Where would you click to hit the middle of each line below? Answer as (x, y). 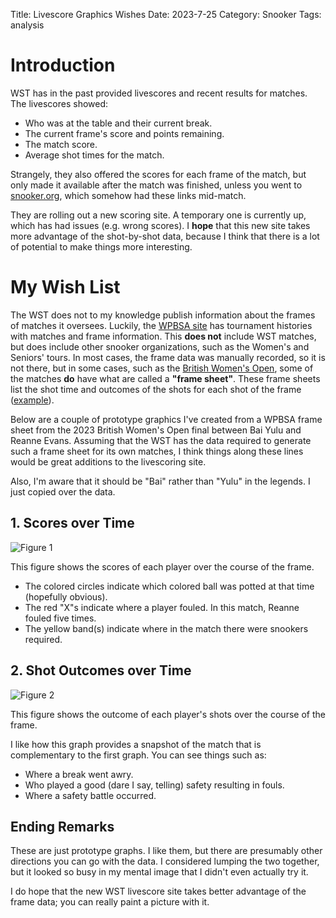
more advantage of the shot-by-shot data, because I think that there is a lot (165, 236)
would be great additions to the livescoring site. (108, 461)
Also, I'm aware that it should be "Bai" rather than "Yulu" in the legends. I (160, 481)
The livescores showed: (59, 103)
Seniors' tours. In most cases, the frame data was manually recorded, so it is (168, 357)
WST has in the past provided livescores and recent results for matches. (159, 93)
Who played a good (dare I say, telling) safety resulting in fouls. (154, 785)
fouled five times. (60, 618)
